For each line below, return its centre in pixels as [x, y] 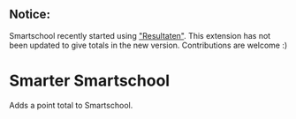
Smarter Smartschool [90, 81]
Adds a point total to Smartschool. [71, 105]
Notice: [30, 15]
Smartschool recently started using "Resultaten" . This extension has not [140, 35]
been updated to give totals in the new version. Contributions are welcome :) [148, 45]
